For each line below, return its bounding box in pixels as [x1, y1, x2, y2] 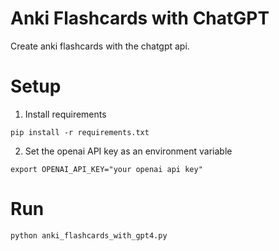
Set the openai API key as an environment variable [24, 145, 233, 157]
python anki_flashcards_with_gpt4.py [10, 230, 168, 241]
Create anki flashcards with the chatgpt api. [10, 40, 190, 52]
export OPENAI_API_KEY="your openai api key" [10, 164, 203, 174]
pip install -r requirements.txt [10, 127, 150, 137]
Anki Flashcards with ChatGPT [10, 7, 270, 30]
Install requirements [24, 108, 107, 120]
